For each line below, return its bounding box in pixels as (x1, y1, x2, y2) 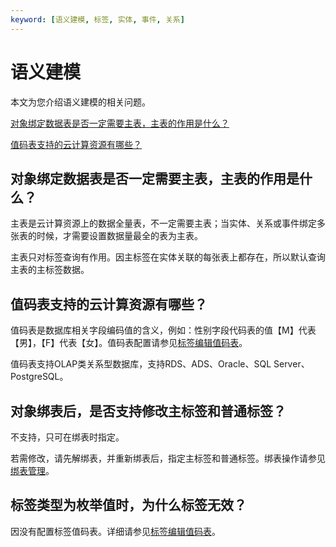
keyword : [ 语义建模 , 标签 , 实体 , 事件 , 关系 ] (10, 14, 185, 25)
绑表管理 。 (10, 465, 55, 476)
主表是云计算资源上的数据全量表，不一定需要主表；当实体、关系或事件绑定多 (10, 217, 326, 230)
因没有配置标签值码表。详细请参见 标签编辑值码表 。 (10, 525, 221, 537)
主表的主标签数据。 (10, 264, 90, 276)
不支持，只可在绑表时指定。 (10, 431, 125, 443)
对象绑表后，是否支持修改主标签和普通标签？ (10, 402, 287, 420)
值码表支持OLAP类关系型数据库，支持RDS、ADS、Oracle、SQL (10, 358, 272, 370)
